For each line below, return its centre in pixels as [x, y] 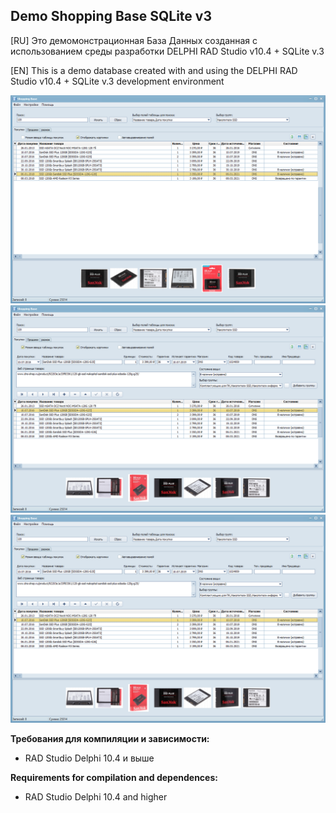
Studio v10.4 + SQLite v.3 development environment [117, 81]
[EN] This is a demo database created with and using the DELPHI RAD [154, 70]
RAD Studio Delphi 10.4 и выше [89, 758]
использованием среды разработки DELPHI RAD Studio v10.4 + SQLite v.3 [167, 51]
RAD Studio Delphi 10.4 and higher [96, 796]
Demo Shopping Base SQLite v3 [111, 16]
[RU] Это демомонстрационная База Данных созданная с [134, 40]
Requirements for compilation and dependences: [114, 777]
